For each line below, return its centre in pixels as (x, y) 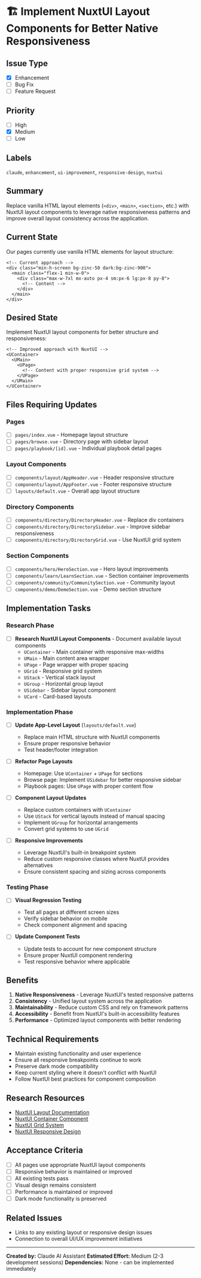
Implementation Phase (40, 712)
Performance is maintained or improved (64, 1192)
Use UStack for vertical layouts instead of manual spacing (95, 816)
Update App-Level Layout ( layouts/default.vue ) (75, 725)
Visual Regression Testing (48, 900)
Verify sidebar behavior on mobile (66, 919)
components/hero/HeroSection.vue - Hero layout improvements (92, 569)
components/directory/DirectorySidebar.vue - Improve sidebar (92, 527)
